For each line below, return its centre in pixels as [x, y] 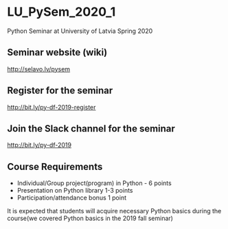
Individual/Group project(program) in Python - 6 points [94, 183]
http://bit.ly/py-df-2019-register [52, 107]
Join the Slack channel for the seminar [91, 129]
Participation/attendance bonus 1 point [72, 198]
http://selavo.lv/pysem [39, 69]
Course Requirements [55, 166]
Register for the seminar [60, 91]
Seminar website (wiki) [57, 52]
